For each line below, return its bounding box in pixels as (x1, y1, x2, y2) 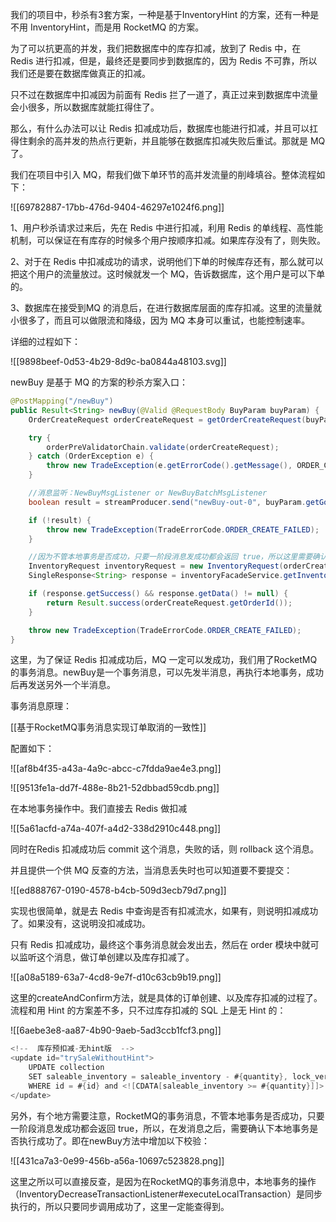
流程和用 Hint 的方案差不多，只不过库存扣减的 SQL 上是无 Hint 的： (10, 1004, 287, 1017)
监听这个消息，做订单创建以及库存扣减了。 (18, 951, 195, 963)
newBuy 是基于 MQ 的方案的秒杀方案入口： (10, 376, 189, 388)
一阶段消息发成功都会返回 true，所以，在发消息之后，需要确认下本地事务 (10, 1122, 310, 1134)
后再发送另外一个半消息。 (10, 679, 116, 691)
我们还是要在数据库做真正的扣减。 (10, 68, 151, 79)
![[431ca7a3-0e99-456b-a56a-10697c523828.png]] (10, 1154, 225, 1167)
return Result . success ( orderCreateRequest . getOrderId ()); (46, 598, 293, 608)
